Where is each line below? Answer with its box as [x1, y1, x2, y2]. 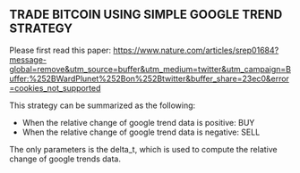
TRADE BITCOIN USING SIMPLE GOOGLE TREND [9, 7, 283, 22]
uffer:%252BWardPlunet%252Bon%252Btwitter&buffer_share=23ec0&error [9, 73, 289, 84]
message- [9, 54, 47, 65]
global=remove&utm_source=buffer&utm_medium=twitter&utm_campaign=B [9, 63, 291, 74]
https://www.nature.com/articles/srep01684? [113, 45, 279, 55]
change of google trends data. [9, 153, 121, 164]
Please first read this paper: [9, 45, 112, 55]
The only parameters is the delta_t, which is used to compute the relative [9, 144, 278, 154]
